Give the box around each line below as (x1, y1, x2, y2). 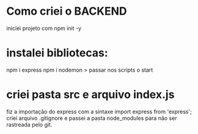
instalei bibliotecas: (6, 46, 108, 60)
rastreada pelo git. (6, 121, 53, 128)
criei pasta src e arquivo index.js (6, 87, 175, 102)
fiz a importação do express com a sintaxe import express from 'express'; (6, 108, 193, 115)
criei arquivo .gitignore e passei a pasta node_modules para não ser (6, 114, 177, 122)
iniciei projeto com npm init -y (6, 24, 81, 32)
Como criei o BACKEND (6, 4, 127, 18)
